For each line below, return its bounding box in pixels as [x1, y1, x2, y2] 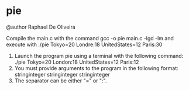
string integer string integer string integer [14, 71, 110, 78]
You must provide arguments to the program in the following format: [14, 64, 178, 71]
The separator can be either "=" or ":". [14, 77, 107, 84]
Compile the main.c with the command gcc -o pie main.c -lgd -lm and [6, 34, 174, 41]
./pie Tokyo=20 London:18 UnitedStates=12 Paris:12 [14, 58, 139, 65]
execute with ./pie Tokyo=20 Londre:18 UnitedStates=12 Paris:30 [6, 41, 163, 48]
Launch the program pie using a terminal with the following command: [14, 52, 184, 59]
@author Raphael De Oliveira [6, 23, 76, 30]
